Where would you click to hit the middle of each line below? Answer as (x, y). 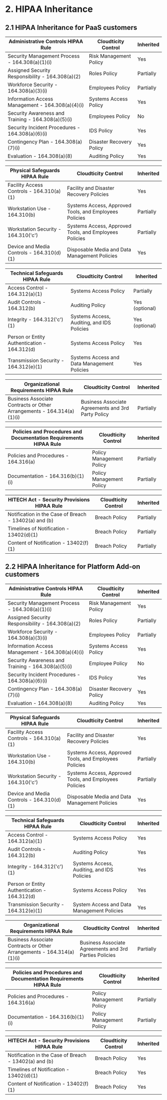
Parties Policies (98, 955)
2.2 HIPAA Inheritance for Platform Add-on (73, 567)
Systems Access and (95, 357)
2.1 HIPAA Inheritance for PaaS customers (71, 28)
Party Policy (95, 414)
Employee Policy (108, 663)
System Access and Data (102, 904)
